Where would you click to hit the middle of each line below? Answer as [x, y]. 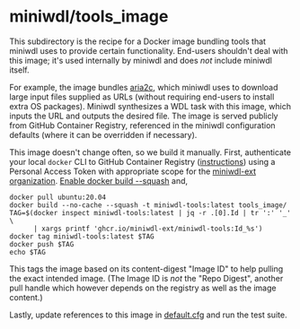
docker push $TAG [42, 244]
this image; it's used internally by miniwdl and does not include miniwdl [141, 60]
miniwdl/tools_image [89, 17]
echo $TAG [28, 252]
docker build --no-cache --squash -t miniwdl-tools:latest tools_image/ [148, 205]
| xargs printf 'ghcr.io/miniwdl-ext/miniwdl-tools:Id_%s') [148, 229]
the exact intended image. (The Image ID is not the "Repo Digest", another [146, 278]
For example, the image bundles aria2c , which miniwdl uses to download [144, 87]
